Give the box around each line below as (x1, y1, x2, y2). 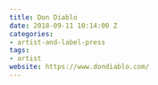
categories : (9, 29, 54, 38)
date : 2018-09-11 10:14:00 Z (9, 21, 118, 30)
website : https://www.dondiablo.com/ (9, 63, 150, 72)
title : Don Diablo (9, 12, 78, 22)
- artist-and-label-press (9, 37, 105, 47)
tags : (9, 46, 29, 55)
